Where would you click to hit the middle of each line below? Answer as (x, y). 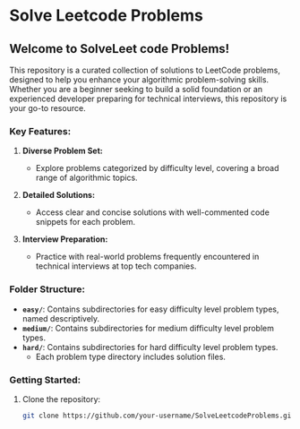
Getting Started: (45, 380)
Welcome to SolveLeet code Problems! (120, 49)
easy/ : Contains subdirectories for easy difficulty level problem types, (150, 309)
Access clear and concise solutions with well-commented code (153, 212)
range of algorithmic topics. (86, 178)
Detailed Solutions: (59, 195)
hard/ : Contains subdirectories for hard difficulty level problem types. (150, 347)
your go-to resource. (48, 108)
